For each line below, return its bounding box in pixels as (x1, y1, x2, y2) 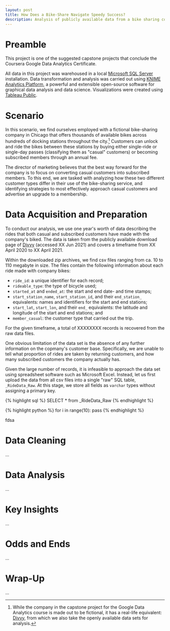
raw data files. (5, 330, 35, 336)
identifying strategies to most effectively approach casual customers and (5, 185, 158, 191)
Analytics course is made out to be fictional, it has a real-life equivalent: (12, 609, 162, 615)
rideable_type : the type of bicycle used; (12, 283, 97, 289)
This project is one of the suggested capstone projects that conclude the (5, 55, 157, 61)
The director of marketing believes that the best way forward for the (5, 164, 147, 170)
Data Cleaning (5, 435, 66, 446)
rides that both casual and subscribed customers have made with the (5, 231, 150, 237)
